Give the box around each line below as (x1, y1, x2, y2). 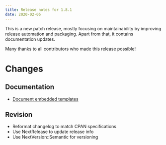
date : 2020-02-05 (5, 12, 41, 17)
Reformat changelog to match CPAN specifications (12, 124, 117, 130)
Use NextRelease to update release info (12, 129, 94, 135)
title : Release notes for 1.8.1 (5, 7, 72, 12)
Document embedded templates (12, 96, 79, 102)
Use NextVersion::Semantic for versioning (12, 134, 98, 140)
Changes (5, 63, 43, 74)
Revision (5, 110, 33, 119)
